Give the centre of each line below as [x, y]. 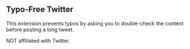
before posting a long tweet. [40, 29]
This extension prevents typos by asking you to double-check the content [95, 23]
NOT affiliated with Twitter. [38, 40]
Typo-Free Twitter [40, 10]
